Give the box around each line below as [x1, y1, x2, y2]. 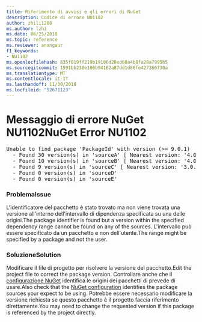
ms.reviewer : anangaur [6, 43, 63, 49]
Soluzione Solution [6, 251, 61, 259]
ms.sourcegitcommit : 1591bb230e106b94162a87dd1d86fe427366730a [6, 64, 168, 71]
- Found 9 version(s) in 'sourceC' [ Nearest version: [12, 163, 178, 170]
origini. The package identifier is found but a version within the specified [6, 217, 185, 224]
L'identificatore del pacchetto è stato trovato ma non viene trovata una [6, 204, 180, 211]
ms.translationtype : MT [6, 70, 66, 76]
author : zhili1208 [6, 20, 52, 26]
